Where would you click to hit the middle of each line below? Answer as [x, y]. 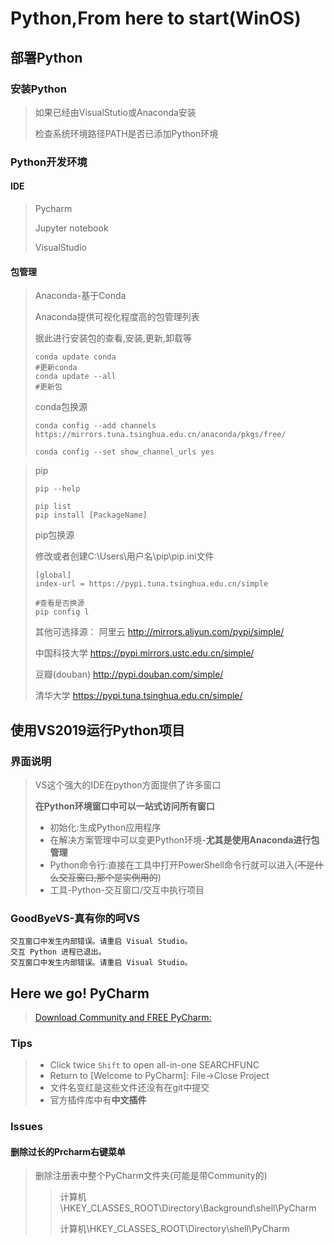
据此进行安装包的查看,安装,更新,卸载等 [113, 338]
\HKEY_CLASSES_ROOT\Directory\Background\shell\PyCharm [188, 1208]
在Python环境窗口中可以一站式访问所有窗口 [124, 806]
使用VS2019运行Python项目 [97, 730]
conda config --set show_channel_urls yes [124, 452]
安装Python [38, 89]
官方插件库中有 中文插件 [98, 1100]
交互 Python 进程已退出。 [58, 952]
